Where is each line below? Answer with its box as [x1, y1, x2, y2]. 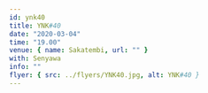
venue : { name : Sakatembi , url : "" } [9, 46, 149, 55]
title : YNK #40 [9, 21, 62, 30]
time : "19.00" [9, 37, 62, 47]
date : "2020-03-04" [9, 29, 81, 38]
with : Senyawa [9, 54, 62, 63]
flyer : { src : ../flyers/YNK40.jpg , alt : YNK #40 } [9, 71, 200, 80]
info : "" [9, 63, 42, 72]
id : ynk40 [9, 12, 46, 22]
